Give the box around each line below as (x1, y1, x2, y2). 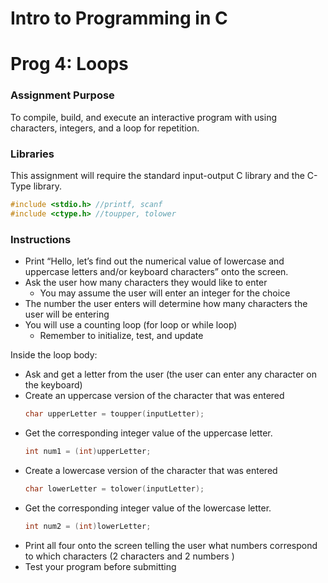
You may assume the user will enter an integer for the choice (39, 287, 291, 299)
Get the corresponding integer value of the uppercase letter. (24, 427, 273, 439)
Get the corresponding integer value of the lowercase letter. (24, 502, 272, 514)
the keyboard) (24, 379, 83, 391)
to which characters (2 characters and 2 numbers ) (24, 550, 235, 562)
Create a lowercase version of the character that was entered (24, 464, 278, 476)
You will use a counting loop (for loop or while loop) (24, 319, 238, 331)
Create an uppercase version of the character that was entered (24, 390, 285, 402)
